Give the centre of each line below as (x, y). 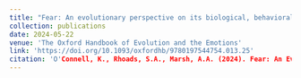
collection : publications (57, 26)
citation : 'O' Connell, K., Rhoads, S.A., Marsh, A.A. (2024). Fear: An (146, 59)
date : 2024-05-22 (42, 34)
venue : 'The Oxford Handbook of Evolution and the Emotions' (126, 43)
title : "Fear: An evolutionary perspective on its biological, (130, 17)
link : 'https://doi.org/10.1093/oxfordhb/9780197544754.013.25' (132, 51)
